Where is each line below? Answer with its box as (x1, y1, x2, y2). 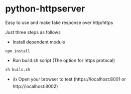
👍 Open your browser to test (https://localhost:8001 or (12, 76, 126, 82)
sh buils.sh (5, 67, 30, 72)
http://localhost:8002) (12, 83, 58, 89)
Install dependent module (12, 38, 65, 45)
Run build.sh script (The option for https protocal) (12, 57, 115, 63)
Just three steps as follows (5, 29, 61, 35)
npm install (5, 48, 30, 53)
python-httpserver (5, 3, 85, 14)
